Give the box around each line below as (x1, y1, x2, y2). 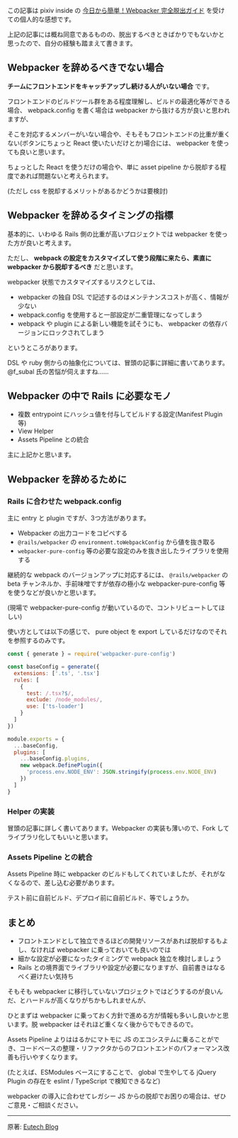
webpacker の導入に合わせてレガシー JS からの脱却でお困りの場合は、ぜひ (7, 1092, 227, 1100)
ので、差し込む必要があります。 (25, 879, 119, 887)
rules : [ (13, 677, 40, 684)
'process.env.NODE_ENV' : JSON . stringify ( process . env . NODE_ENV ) (25, 769, 217, 776)
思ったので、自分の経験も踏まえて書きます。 (7, 39, 137, 48)
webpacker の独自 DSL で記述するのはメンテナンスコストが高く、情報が (17, 292, 229, 301)
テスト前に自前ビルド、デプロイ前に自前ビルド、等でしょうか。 (7, 894, 193, 902)
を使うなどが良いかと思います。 (7, 589, 101, 597)
